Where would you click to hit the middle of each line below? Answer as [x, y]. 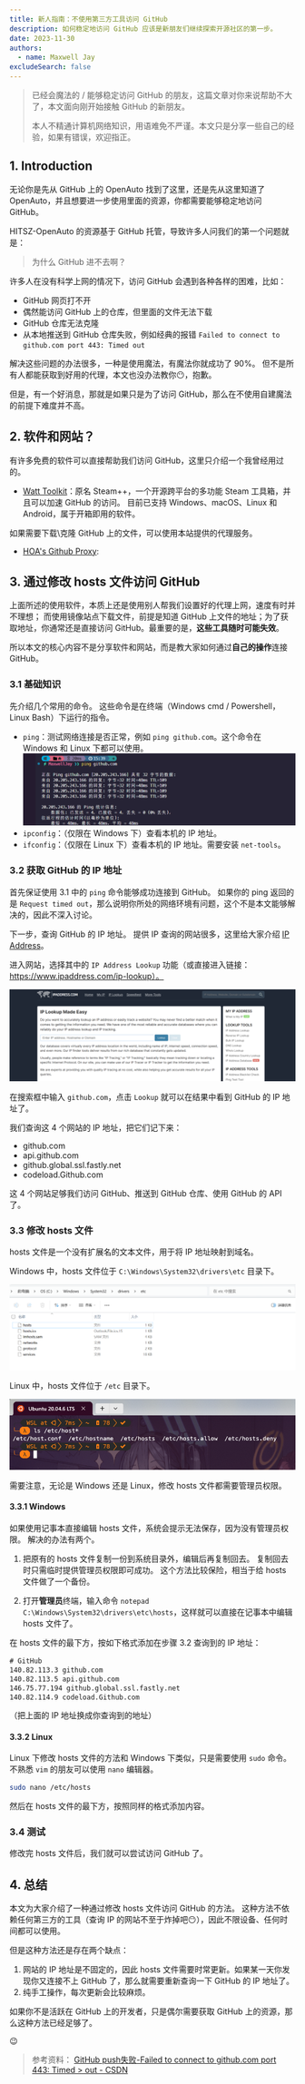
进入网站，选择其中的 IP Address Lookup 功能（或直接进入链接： [130, 964]
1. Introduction [51, 167]
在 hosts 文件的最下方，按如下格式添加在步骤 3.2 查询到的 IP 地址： [135, 1643]
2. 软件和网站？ [52, 437]
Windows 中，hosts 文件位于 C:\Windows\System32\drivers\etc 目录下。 [144, 1272]
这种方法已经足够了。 [57, 2023]
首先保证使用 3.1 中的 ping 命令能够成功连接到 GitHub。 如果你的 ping [139, 892]
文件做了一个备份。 [59, 1582]
